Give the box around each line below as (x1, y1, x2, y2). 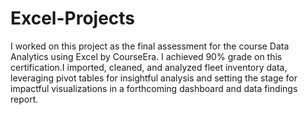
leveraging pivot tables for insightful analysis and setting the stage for (10, 72, 298, 84)
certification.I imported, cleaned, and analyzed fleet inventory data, (10, 61, 288, 73)
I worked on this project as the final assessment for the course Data (10, 40, 290, 52)
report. (10, 93, 39, 105)
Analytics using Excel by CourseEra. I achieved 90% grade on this (10, 50, 283, 62)
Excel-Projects (10, 7, 136, 30)
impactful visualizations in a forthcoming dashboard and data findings (10, 82, 298, 94)
